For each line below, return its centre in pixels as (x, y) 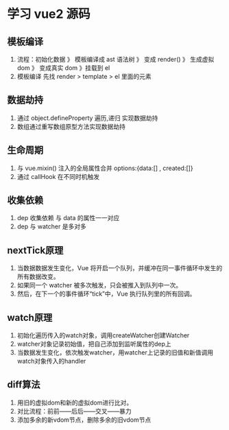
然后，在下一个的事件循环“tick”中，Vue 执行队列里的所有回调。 (106, 294)
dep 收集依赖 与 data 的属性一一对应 (68, 218)
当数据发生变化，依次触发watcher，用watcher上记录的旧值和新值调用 (115, 353)
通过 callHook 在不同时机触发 (58, 176)
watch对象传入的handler (51, 361)
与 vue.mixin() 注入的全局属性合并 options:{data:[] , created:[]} (105, 168)
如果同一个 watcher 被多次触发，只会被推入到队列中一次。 (99, 285)
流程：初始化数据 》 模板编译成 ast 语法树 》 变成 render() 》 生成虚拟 (116, 59)
